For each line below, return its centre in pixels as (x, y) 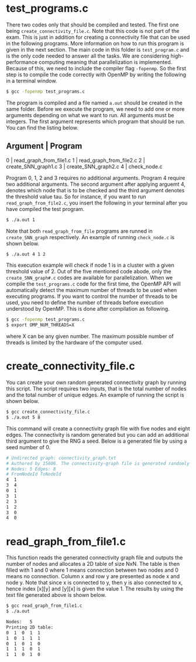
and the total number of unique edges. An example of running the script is (95, 395)
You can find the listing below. (42, 127)
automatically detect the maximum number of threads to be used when (92, 290)
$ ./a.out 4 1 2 (26, 254)
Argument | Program (44, 146)
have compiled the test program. (45, 209)
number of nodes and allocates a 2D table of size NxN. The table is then (93, 564)
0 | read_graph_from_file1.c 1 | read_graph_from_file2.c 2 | (75, 160)
